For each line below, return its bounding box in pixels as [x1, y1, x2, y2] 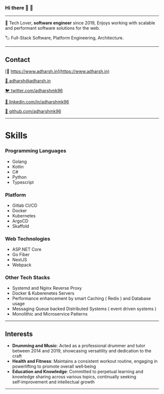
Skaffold [12, 223, 29, 229]
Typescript [12, 179, 34, 185]
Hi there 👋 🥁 [5, 4, 33, 11]
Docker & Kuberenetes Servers [12, 290, 75, 296]
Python [12, 174, 27, 180]
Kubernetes [12, 213, 36, 218]
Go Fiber [12, 252, 30, 257]
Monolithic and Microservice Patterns [12, 311, 88, 317]
